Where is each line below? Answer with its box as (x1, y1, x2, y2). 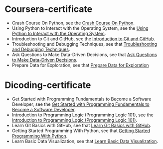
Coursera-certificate (4, 3, 93, 15)
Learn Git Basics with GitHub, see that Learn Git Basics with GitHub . (11, 122, 152, 128)
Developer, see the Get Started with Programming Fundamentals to (11, 101, 150, 107)
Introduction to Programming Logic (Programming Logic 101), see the (11, 112, 154, 118)
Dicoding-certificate (4, 79, 91, 91)
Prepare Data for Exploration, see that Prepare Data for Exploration (11, 62, 149, 68)
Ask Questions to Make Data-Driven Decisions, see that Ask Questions (11, 51, 158, 58)
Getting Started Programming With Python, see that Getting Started (11, 128, 151, 134)
